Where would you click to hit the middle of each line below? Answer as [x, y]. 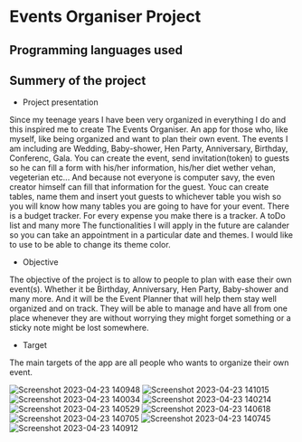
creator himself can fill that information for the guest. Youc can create [139, 187]
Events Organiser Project [105, 17]
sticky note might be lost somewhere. [79, 328]
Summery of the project [78, 80]
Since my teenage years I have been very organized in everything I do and [148, 120]
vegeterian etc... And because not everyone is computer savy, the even [142, 177]
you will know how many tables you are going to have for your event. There [149, 206]
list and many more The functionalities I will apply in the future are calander [150, 226]
